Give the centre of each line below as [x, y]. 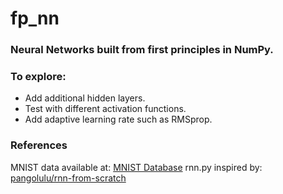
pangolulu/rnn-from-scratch [68, 178]
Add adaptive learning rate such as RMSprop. [118, 119]
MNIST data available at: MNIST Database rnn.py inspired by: [136, 167]
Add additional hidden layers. [85, 98]
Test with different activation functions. [105, 109]
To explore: [38, 77]
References [39, 145]
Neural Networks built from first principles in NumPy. [142, 50]
